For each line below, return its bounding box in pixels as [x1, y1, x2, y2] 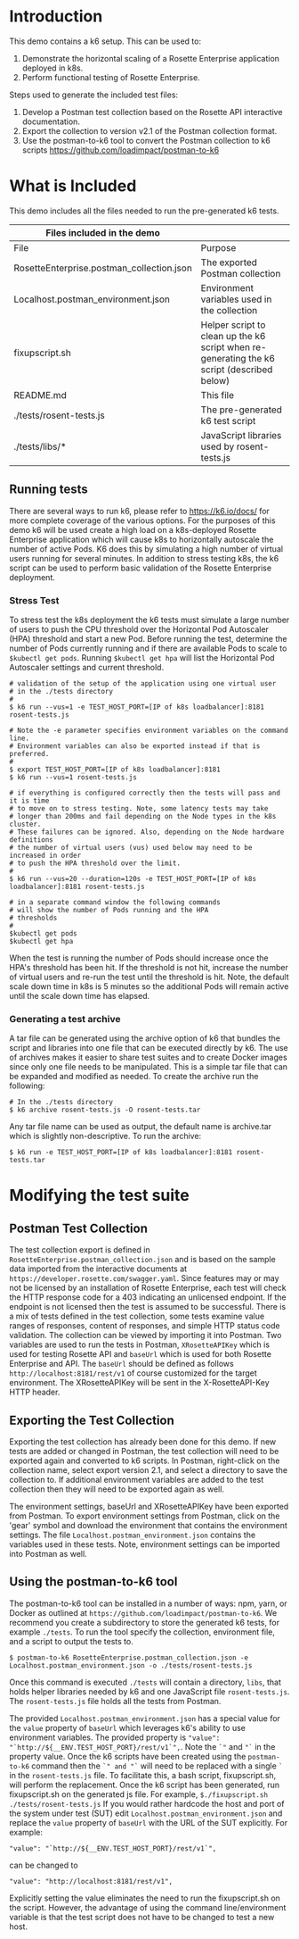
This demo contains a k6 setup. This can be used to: [9, 36, 202, 46]
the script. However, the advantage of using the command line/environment [9, 1902, 287, 1912]
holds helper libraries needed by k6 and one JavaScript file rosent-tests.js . [9, 1685, 290, 1697]
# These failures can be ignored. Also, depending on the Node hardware [9, 828, 285, 836]
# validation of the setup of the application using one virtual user [9, 678, 277, 688]
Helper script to [200, 319, 266, 331]
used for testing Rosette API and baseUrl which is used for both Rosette [9, 1349, 271, 1360]
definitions [9, 835, 53, 845]
